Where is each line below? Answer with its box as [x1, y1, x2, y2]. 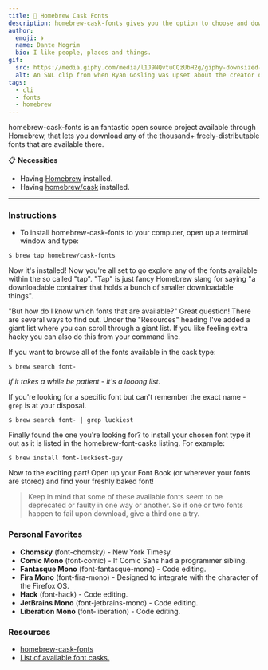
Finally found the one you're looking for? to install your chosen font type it [8, 430, 251, 439]
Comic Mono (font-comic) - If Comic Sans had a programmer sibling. [19, 555, 247, 565]
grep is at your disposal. [8, 400, 87, 411]
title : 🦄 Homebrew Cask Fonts [8, 11, 109, 20]
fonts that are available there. [8, 140, 104, 149]
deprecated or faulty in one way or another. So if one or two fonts [27, 500, 243, 510]
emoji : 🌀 [15, 33, 44, 42]
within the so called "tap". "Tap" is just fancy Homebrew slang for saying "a [8, 274, 256, 284]
